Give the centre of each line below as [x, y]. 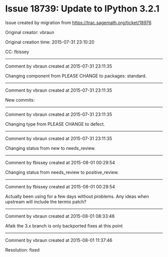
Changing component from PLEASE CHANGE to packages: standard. [76, 76]
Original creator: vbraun [30, 32]
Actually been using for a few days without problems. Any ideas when [77, 196]
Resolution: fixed [22, 250]
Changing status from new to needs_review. [50, 148]
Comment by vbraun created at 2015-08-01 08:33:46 [60, 216]
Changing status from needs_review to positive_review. [62, 172]
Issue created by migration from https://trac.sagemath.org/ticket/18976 [78, 23]
